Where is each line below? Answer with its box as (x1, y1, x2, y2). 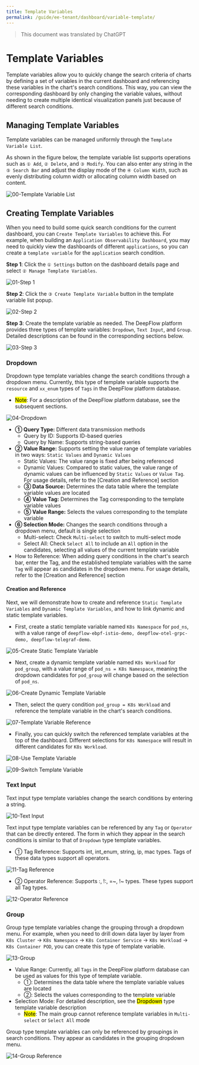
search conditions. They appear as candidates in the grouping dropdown (6, 1035, 185, 1042)
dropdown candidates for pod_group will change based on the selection (14, 671, 189, 679)
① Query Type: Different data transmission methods (14, 426, 146, 433)
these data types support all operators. (14, 854, 110, 862)
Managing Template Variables (6, 120, 119, 130)
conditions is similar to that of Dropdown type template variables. (6, 836, 162, 844)
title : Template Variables (6, 8, 73, 15)
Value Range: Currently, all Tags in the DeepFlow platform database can (14, 966, 190, 973)
